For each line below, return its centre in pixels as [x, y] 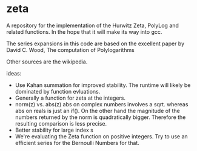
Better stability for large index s [54, 130]
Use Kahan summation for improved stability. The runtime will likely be [103, 85]
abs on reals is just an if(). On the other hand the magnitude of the [98, 111]
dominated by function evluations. [58, 91]
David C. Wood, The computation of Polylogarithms [70, 50]
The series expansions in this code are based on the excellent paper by [95, 43]
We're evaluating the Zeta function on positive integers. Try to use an [101, 136]
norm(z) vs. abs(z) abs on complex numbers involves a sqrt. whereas [102, 104]
